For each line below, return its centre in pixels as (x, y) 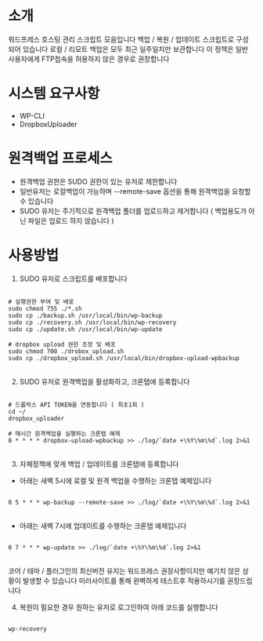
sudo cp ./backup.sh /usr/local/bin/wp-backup (85, 315)
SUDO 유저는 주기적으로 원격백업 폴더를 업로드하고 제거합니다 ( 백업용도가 (133, 211)
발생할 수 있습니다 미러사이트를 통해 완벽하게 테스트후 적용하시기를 (124, 581)
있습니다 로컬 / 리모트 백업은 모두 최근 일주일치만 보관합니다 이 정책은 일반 (135, 49)
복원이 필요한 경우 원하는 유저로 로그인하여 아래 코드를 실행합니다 (119, 607)
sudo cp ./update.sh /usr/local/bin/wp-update (85, 329)
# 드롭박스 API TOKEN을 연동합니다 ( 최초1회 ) (76, 405)
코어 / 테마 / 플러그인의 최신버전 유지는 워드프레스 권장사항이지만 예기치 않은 (124, 570)
